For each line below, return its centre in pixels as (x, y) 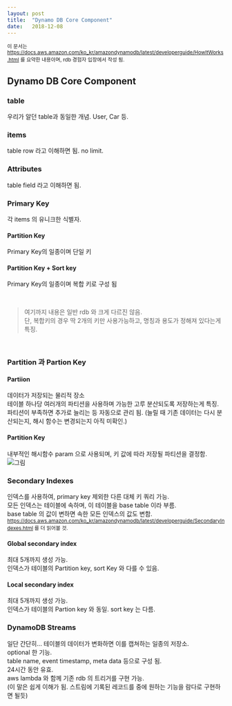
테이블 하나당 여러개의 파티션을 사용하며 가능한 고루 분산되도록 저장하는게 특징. (113, 404)
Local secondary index (40, 585)
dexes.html (20, 528)
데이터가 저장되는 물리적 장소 (46, 395)
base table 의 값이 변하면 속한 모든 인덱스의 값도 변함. (80, 513)
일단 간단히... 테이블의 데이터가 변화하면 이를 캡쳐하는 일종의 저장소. (98, 643)
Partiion (19, 379)
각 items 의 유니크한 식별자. (44, 219)
